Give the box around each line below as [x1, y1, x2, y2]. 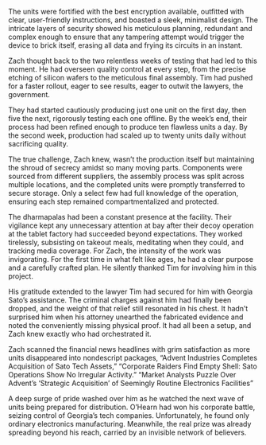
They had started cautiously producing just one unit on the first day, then [8, 105, 247, 115]
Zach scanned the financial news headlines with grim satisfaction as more [8, 345, 250, 353]
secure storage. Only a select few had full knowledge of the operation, [8, 189, 239, 197]
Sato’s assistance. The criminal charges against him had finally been [8, 295, 232, 305]
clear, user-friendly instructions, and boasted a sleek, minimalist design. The [8, 15, 258, 25]
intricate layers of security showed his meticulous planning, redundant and [8, 24, 253, 33]
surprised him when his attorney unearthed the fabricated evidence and [8, 312, 244, 322]
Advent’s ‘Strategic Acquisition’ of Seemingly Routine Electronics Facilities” [8, 378, 254, 388]
